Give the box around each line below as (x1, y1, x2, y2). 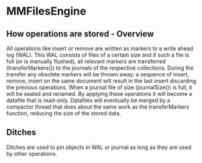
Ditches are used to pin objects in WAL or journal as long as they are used (6, 143, 192, 151)
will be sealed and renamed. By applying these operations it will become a (6, 90, 192, 97)
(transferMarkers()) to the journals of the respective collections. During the (6, 64, 194, 71)
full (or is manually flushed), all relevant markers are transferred (6, 58, 166, 65)
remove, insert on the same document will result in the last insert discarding (6, 78, 197, 84)
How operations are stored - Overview (6, 29, 154, 39)
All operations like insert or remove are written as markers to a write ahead (6, 45, 193, 52)
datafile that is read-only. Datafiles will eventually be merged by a (6, 96, 170, 104)
